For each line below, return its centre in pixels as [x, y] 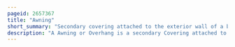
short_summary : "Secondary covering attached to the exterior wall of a [115, 26]
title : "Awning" [31, 20]
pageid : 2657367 [31, 13]
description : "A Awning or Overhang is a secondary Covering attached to [117, 33]
